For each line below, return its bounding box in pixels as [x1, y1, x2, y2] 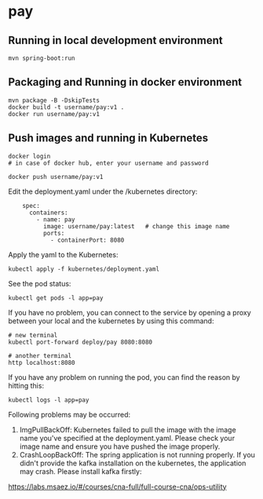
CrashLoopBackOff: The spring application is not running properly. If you [19, 450, 255, 459]
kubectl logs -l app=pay [8, 395, 89, 404]
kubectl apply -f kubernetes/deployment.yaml [8, 265, 159, 273]
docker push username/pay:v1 [8, 173, 104, 180]
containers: [28, 209, 68, 217]
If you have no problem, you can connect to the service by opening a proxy [8, 308, 251, 317]
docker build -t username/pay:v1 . [8, 103, 125, 111]
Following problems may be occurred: [8, 410, 131, 419]
